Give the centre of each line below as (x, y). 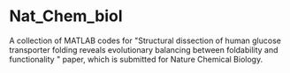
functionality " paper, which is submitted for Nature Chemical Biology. (136, 59)
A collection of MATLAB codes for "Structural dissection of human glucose (145, 40)
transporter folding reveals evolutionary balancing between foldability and (144, 49)
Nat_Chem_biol (66, 16)
